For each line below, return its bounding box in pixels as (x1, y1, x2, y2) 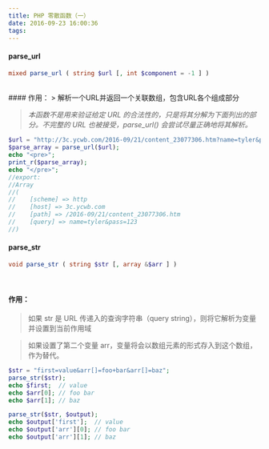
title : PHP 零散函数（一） (8, 11, 90, 20)
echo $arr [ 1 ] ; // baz (8, 396, 81, 404)
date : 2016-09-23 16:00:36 (8, 19, 98, 27)
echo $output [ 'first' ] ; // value (8, 418, 124, 427)
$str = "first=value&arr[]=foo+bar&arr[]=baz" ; (8, 367, 171, 375)
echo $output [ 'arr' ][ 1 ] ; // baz (8, 433, 116, 441)
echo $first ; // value (8, 381, 88, 389)
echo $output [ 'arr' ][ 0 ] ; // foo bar (8, 426, 130, 434)
